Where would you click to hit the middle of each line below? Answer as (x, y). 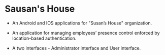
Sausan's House (40, 9)
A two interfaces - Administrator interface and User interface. (76, 48)
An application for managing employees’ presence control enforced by (86, 33)
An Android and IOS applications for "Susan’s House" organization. (82, 23)
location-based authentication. (44, 38)
